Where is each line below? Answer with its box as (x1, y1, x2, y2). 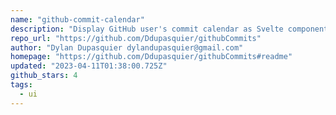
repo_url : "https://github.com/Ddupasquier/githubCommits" (10, 33, 262, 43)
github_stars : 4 (10, 71, 78, 81)
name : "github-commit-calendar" (10, 14, 145, 25)
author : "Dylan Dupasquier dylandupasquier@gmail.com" (10, 42, 244, 53)
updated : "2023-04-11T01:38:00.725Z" (10, 61, 168, 71)
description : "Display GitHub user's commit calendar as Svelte (10, 24, 284, 34)
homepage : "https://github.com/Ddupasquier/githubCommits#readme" (10, 52, 293, 62)
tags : (10, 80, 33, 90)
